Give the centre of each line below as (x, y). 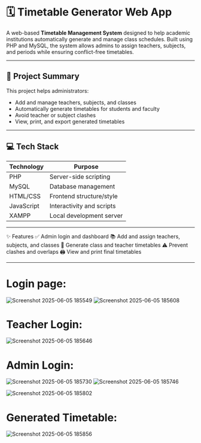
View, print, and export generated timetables (70, 122)
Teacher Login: (44, 324)
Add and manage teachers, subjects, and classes (75, 102)
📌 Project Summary (43, 76)
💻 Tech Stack (33, 147)
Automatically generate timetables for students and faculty (87, 108)
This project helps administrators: (48, 90)
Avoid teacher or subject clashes (55, 115)
